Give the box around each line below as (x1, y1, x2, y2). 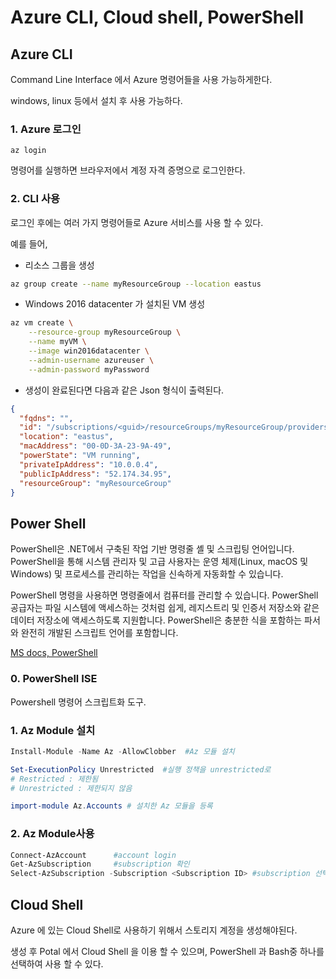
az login (10, 146, 47, 156)
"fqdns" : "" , (19, 413, 74, 423)
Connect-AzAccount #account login (10, 850, 177, 860)
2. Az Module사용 (10, 827, 95, 841)
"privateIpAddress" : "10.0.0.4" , (19, 459, 159, 470)
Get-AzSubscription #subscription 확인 (10, 859, 190, 870)
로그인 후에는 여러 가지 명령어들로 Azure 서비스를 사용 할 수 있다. (10, 216, 264, 228)
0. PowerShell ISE (10, 672, 98, 686)
